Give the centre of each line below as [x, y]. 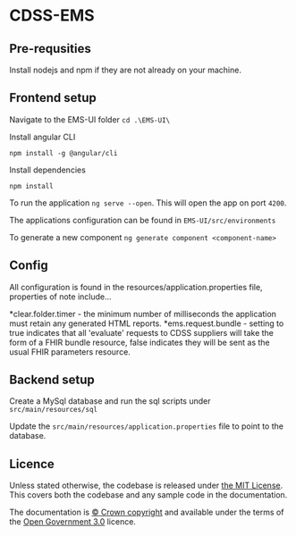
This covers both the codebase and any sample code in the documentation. [148, 495]
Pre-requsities [50, 49]
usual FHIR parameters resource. [70, 352]
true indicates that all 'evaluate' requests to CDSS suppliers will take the [142, 332]
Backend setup [52, 380]
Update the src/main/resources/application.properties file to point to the [147, 426]
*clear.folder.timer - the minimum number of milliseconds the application [143, 314]
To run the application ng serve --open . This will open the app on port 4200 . [148, 203]
